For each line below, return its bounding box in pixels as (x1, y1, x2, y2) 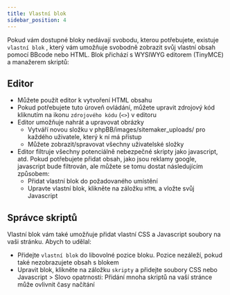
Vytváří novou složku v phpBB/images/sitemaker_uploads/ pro (27, 125, 206, 134)
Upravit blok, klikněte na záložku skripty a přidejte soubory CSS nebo (17, 266, 218, 274)
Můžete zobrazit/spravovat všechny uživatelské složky (27, 140, 184, 149)
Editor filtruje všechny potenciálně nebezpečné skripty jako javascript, (17, 147, 218, 156)
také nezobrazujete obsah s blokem (17, 258, 119, 267)
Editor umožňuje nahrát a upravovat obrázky (17, 118, 144, 127)
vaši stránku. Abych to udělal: (7, 238, 91, 246)
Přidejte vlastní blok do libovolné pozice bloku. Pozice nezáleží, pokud (17, 251, 223, 260)
